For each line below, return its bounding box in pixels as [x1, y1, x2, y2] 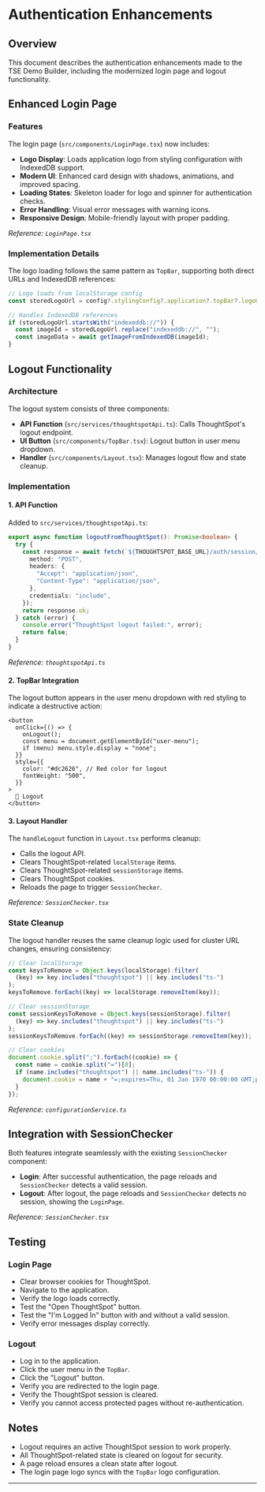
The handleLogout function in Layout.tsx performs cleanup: [8, 834, 201, 843]
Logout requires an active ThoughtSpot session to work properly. [19, 1442, 232, 1452]
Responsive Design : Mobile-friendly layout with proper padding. [19, 213, 230, 222]
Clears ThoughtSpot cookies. [19, 874, 115, 884]
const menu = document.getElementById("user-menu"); [22, 738, 200, 746]
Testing [8, 1235, 47, 1248]
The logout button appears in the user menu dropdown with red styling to [8, 693, 247, 703]
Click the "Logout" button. [19, 1373, 105, 1382]
